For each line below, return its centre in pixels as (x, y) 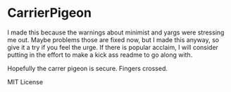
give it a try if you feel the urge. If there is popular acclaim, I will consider (113, 47)
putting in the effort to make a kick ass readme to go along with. (100, 55)
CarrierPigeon (49, 13)
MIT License (25, 81)
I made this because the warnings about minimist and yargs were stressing (116, 32)
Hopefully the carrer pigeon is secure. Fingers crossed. (87, 68)
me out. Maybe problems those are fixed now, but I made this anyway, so (113, 39)
